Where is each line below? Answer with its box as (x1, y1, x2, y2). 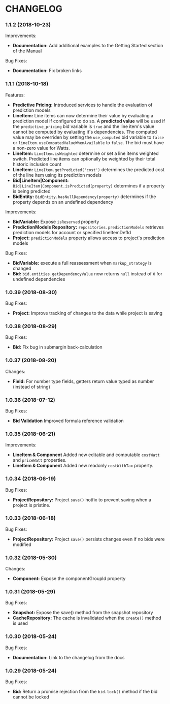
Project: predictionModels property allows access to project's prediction (12, 235, 165, 241)
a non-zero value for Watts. (12, 145, 70, 151)
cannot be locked (12, 694, 49, 700)
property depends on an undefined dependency (12, 199, 114, 205)
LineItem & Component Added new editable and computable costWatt (12, 452, 160, 458)
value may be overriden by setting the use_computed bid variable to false (12, 134, 164, 140)
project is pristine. (12, 502, 51, 508)
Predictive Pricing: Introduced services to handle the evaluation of (12, 102, 153, 108)
